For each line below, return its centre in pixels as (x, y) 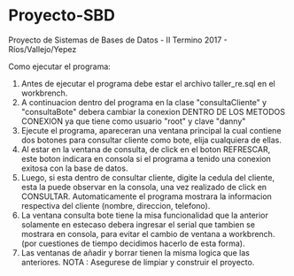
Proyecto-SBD (62, 15)
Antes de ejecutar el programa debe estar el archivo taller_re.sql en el (148, 83)
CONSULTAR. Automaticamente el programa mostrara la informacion (146, 196)
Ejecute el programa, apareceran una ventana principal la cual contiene (151, 130)
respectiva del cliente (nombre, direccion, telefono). (116, 205)
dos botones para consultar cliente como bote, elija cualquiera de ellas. (151, 140)
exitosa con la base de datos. (74, 168)
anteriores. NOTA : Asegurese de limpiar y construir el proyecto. (138, 262)
